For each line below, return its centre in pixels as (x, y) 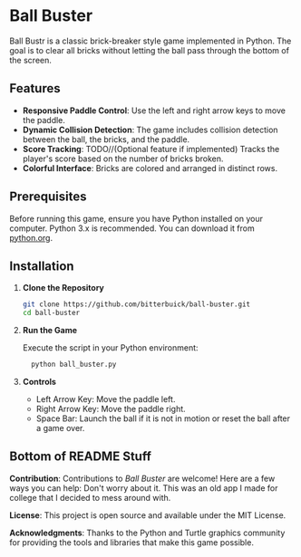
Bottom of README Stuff (80, 457)
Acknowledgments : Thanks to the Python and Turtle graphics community (147, 533)
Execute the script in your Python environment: (110, 348)
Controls (39, 382)
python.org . (31, 237)
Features (35, 88)
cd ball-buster (51, 313)
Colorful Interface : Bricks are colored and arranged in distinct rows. (150, 168)
